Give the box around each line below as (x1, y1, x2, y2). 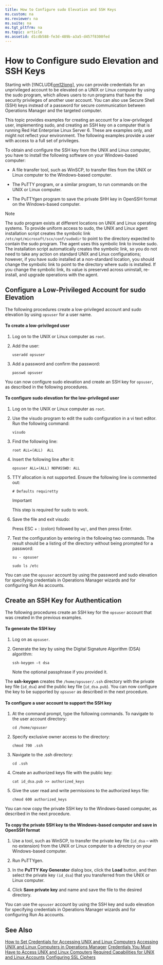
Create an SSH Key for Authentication (5, 597, 122, 605)
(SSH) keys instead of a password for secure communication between (5, 102, 146, 108)
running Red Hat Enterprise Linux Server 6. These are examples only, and (5, 127, 152, 133)
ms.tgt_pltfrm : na (5, 25, 42, 30)
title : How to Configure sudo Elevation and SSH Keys (5, 7, 117, 12)
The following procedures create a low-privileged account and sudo (5, 306, 142, 312)
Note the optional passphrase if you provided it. (12, 669, 108, 675)
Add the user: (12, 343, 40, 348)
